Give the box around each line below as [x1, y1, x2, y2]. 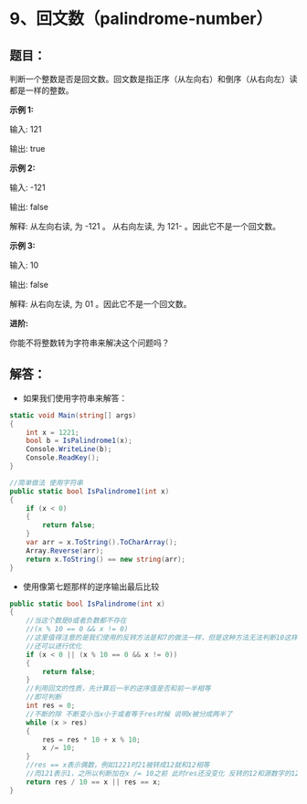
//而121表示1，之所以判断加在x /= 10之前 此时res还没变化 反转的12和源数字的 [26, 769, 291, 778]
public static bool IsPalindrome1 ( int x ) [9, 486, 170, 496]
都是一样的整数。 [9, 85, 74, 96]
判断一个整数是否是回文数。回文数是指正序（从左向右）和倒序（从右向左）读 [9, 74, 298, 84]
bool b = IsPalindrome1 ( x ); [26, 436, 132, 446]
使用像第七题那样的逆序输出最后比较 [22, 581, 160, 592]
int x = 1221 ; [26, 428, 79, 437]
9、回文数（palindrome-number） [9, 8, 272, 29]
